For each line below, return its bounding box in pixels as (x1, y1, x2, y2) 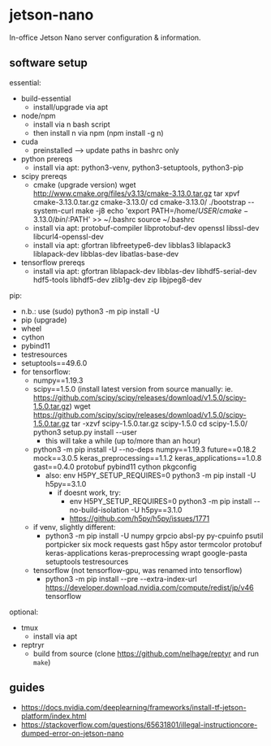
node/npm (20, 111, 56, 120)
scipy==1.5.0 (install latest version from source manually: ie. (32, 384, 234, 393)
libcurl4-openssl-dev (32, 232, 104, 241)
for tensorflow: (20, 366, 71, 376)
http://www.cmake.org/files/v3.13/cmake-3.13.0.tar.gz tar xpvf (32, 189, 240, 198)
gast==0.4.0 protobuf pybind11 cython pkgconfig (32, 462, 197, 471)
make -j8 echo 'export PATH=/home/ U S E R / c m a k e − (75, 206, 249, 215)
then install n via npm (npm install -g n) (32, 128, 165, 137)
